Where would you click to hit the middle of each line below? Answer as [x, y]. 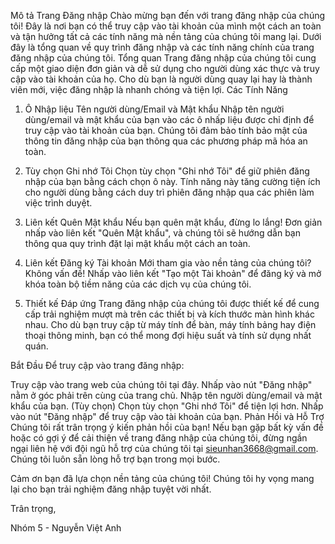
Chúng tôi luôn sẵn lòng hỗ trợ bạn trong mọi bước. [115, 459]
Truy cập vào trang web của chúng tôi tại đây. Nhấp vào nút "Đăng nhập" [161, 384]
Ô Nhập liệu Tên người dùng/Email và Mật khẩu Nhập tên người [154, 109]
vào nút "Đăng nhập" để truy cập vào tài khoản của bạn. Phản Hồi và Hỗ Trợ [167, 416]
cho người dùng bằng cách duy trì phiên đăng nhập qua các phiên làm [169, 192]
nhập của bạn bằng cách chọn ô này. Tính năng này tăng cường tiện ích [172, 181]
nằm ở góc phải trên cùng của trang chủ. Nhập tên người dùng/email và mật [166, 395]
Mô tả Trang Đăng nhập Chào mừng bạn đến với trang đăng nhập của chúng [168, 15]
